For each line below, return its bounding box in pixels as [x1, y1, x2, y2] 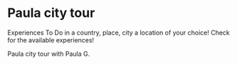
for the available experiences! [7, 35, 95, 44]
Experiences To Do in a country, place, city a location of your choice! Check [7, 28, 230, 37]
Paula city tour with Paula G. [7, 49, 90, 58]
